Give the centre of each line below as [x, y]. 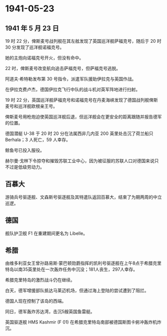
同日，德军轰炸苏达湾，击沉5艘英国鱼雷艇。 [50, 312]
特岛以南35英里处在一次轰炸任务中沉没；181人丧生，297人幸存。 [71, 269]
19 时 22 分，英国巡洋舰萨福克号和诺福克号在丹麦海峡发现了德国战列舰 [77, 100]
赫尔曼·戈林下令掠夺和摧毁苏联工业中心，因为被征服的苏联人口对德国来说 [80, 161]
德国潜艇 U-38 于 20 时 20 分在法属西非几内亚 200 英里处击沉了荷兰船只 [79, 134]
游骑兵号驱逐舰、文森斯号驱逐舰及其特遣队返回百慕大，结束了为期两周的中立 [83, 197]
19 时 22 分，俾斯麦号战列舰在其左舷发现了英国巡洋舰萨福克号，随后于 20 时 [83, 41]
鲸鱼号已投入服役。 [25, 150]
